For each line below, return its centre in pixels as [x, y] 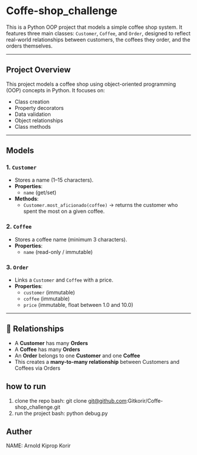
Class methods [33, 126]
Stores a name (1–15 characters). [54, 180]
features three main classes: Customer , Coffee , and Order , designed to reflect [98, 33]
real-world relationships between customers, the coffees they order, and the [98, 39]
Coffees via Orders [37, 368]
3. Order [17, 267]
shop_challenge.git [37, 407]
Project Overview [38, 70]
